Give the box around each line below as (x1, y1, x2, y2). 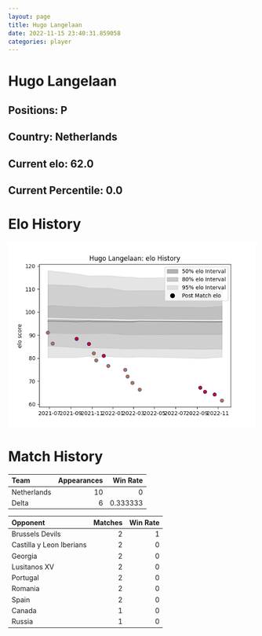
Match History (8, 448, 104, 465)
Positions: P (8, 103, 68, 117)
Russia (11, 617, 34, 627)
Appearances (57, 476, 104, 485)
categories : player (8, 38, 72, 46)
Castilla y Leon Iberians (11, 540, 87, 550)
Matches (93, 517, 123, 527)
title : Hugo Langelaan (8, 20, 82, 29)
